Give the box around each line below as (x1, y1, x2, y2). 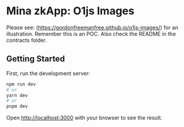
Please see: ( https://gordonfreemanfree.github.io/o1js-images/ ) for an (6, 24, 179, 31)
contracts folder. (6, 36, 47, 44)
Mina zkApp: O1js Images (6, 4, 135, 18)
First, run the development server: (6, 70, 91, 77)
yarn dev (6, 92, 28, 98)
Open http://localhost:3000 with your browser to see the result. (6, 114, 163, 122)
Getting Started (6, 54, 65, 64)
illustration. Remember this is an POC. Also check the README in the (6, 30, 176, 37)
